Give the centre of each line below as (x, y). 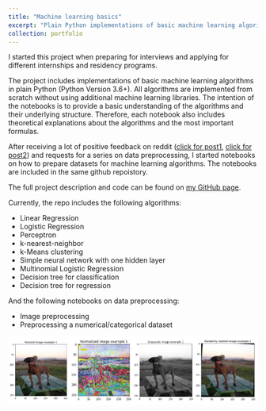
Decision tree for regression (65, 286)
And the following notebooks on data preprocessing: (94, 301)
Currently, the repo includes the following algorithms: (95, 203)
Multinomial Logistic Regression (72, 269)
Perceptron (38, 235)
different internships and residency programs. (83, 65)
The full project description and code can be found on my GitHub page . (125, 187)
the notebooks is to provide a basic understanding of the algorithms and (126, 106)
